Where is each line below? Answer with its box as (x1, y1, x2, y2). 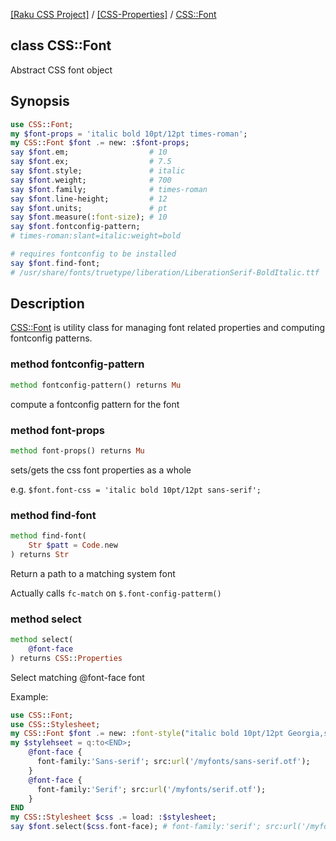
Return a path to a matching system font (10, 567, 176, 579)
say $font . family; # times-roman (10, 184, 208, 194)
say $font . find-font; (10, 258, 101, 268)
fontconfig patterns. (10, 332, 93, 344)
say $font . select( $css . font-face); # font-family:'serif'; (10, 822, 262, 832)
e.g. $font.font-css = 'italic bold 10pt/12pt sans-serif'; (10, 483, 262, 495)
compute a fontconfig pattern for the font (10, 398, 180, 410)
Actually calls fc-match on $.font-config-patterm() (10, 587, 222, 599)
